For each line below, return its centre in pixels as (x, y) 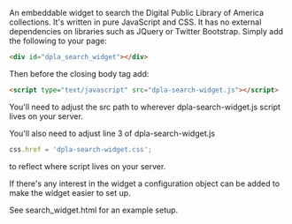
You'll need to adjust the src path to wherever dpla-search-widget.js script (145, 107)
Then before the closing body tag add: (79, 73)
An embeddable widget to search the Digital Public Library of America (136, 13)
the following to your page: (58, 41)
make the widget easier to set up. (70, 192)
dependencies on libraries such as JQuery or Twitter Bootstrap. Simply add (146, 31)
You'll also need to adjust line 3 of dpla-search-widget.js (112, 133)
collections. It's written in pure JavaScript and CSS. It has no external (135, 22)
